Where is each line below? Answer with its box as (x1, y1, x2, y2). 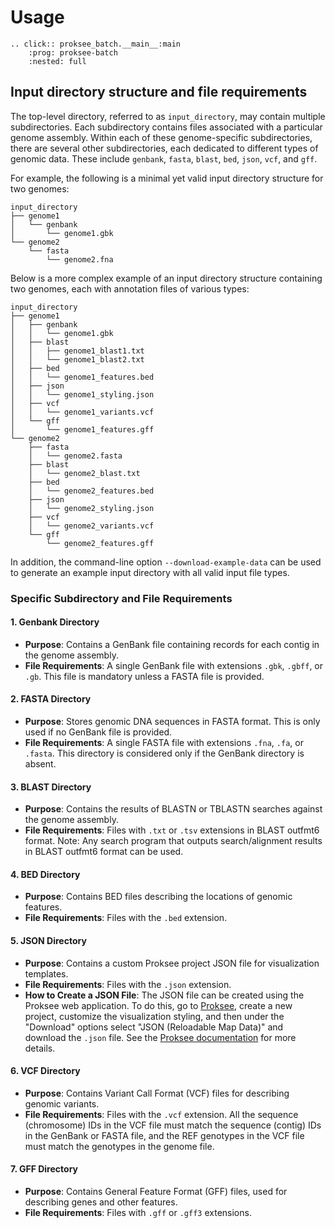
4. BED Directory (10, 868, 81, 880)
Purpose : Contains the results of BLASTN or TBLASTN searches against (24, 803, 323, 815)
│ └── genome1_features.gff (10, 424, 155, 435)
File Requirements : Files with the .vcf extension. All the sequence (24, 1108, 299, 1120)
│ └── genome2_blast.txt (28, 468, 141, 478)
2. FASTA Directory (10, 693, 92, 705)
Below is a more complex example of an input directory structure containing (10, 272, 323, 284)
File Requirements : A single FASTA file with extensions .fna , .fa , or (24, 737, 304, 749)
